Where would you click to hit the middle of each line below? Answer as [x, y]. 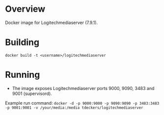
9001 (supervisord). [32, 93]
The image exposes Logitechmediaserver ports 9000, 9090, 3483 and [83, 88]
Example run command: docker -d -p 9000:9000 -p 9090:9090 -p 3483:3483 [82, 103]
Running [23, 75]
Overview [25, 9]
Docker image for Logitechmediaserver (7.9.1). [51, 23]
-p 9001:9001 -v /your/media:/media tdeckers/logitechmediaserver [74, 108]
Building [22, 42]
